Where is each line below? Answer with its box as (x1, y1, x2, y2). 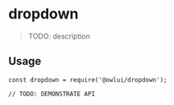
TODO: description (27, 31, 91, 41)
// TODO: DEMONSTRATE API (8, 90, 95, 98)
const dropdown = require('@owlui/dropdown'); (8, 75, 168, 84)
